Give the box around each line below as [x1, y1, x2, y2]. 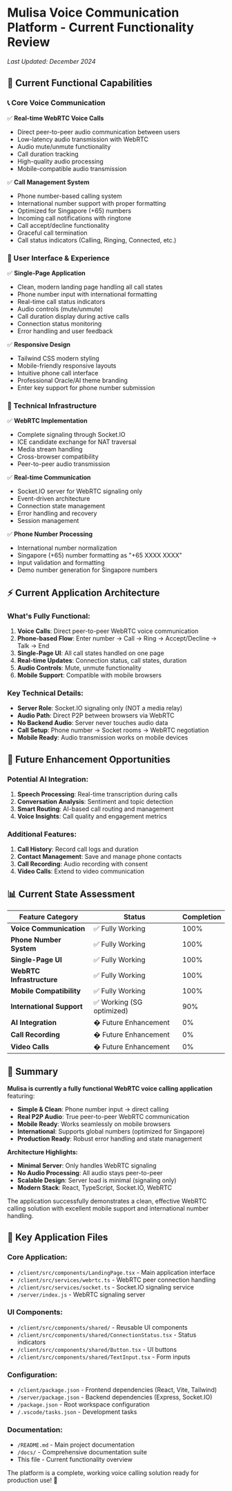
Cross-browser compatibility [17, 452, 99, 461]
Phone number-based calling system [17, 192, 122, 200]
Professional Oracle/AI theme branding [17, 376, 128, 384]
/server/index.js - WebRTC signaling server [17, 1290, 146, 1298]
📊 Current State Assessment [7, 888, 135, 900]
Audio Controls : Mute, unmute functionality [17, 663, 142, 672]
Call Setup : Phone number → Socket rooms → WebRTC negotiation [17, 726, 209, 735]
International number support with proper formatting [17, 199, 166, 207]
